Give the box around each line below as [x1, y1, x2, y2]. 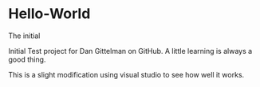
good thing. [8, 55, 46, 64]
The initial [8, 31, 41, 40]
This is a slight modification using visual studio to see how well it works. [8, 70, 245, 79]
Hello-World [8, 5, 91, 23]
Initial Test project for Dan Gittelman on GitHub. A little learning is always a [8, 46, 253, 55]
